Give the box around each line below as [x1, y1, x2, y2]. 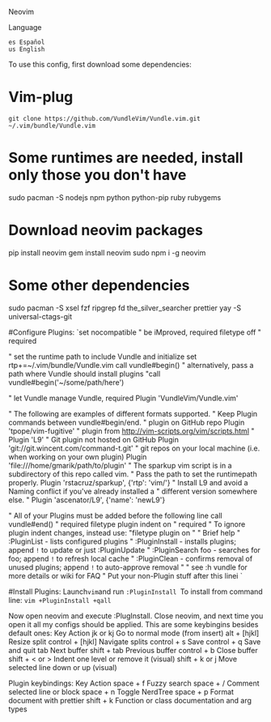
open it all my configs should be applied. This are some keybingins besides [8, 619, 259, 629]
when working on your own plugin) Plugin [8, 451, 147, 461]
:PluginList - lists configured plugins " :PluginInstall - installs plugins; [8, 536, 237, 546]
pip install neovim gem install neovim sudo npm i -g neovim [8, 247, 206, 258]
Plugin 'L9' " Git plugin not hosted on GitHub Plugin [8, 434, 180, 444]
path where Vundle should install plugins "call [8, 369, 161, 378]
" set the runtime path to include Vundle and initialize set [8, 352, 197, 361]
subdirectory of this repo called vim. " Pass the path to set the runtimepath [8, 469, 257, 479]
